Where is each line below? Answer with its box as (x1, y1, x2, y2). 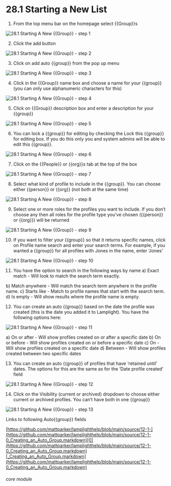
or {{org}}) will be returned (13, 217, 69, 223)
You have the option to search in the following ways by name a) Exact (13, 267, 159, 273)
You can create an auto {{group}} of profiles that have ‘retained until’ (13, 360, 157, 366)
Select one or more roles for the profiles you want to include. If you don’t (13, 206, 166, 212)
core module (6, 476, 33, 482)
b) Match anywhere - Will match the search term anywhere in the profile (6, 283, 157, 289)
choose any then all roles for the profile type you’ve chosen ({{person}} (13, 211, 163, 218)
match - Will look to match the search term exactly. (13, 272, 120, 279)
